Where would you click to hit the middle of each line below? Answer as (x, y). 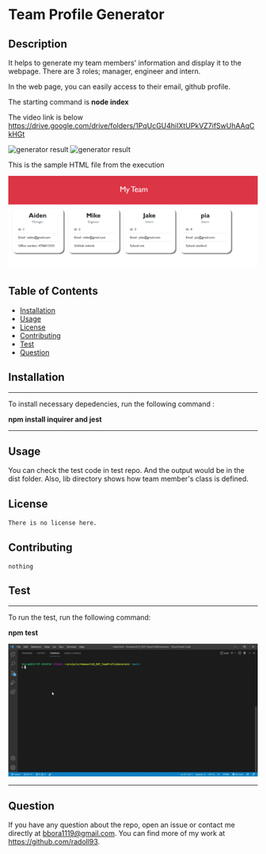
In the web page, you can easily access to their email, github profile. (120, 86)
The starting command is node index (68, 102)
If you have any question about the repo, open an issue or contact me (122, 825)
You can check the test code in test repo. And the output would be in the (127, 471)
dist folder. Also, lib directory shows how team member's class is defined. (129, 479)
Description (38, 44)
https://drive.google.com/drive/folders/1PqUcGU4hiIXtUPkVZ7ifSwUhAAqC (131, 126)
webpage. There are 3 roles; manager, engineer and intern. (104, 71)
